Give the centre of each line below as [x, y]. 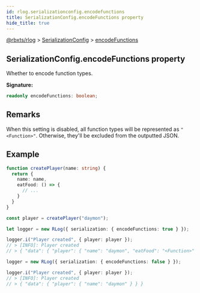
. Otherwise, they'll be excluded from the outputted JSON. [108, 135]
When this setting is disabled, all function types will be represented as [93, 129]
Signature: [20, 85]
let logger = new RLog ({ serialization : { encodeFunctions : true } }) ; [98, 229]
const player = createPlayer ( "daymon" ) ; [58, 218]
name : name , [32, 180]
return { [23, 174]
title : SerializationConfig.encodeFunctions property [75, 17]
